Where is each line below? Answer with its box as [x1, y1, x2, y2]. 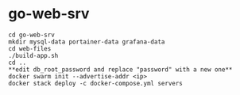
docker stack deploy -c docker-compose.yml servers [8, 79, 183, 87]
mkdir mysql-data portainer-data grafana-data [8, 37, 165, 46]
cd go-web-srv [8, 31, 56, 39]
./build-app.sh [8, 51, 59, 59]
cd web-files [8, 44, 52, 52]
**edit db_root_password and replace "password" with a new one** [8, 65, 233, 74]
